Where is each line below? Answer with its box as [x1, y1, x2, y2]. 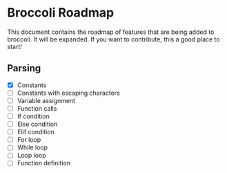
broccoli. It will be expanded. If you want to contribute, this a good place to [7, 35, 220, 43]
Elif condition [17, 128, 55, 136]
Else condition [17, 120, 58, 129]
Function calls [17, 104, 57, 112]
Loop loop [17, 151, 46, 160]
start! [7, 42, 22, 51]
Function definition [17, 159, 71, 167]
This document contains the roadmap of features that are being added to [7, 28, 215, 36]
